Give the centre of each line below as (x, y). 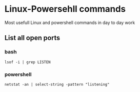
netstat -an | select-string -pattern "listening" (57, 84)
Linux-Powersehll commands (65, 9)
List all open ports (32, 38)
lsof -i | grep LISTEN (28, 62)
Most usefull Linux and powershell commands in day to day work (70, 23)
